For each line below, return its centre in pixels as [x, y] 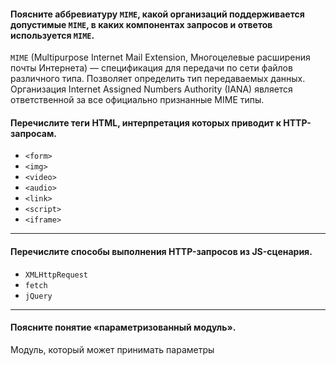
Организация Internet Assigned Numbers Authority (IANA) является [151, 89]
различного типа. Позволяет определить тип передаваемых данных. [158, 79]
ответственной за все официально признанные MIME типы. [137, 100]
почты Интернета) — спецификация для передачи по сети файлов [151, 68]
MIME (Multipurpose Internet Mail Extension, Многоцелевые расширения [160, 57]
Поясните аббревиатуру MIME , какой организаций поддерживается [157, 14]
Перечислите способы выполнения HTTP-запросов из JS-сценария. [161, 251]
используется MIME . [52, 35]
